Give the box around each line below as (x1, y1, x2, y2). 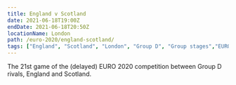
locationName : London (7, 30, 71, 37)
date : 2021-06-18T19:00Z (7, 17, 80, 24)
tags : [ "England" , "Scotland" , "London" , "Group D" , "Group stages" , (7, 43, 216, 50)
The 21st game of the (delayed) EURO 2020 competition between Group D (7, 63, 223, 70)
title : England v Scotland (7, 10, 86, 18)
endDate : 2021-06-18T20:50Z (7, 23, 90, 30)
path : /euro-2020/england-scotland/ (7, 37, 114, 44)
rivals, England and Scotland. (7, 70, 92, 78)
